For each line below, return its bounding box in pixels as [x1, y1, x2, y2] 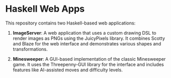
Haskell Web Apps [5, 3, 85, 15]
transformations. [12, 46, 48, 52]
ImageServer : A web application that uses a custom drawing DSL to [12, 30, 157, 36]
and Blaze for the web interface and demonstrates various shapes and [12, 40, 161, 46]
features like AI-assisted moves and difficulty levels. [12, 67, 123, 73]
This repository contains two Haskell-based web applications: [5, 20, 136, 26]
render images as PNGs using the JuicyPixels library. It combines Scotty [12, 35, 165, 41]
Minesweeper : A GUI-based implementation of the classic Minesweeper [12, 56, 166, 62]
